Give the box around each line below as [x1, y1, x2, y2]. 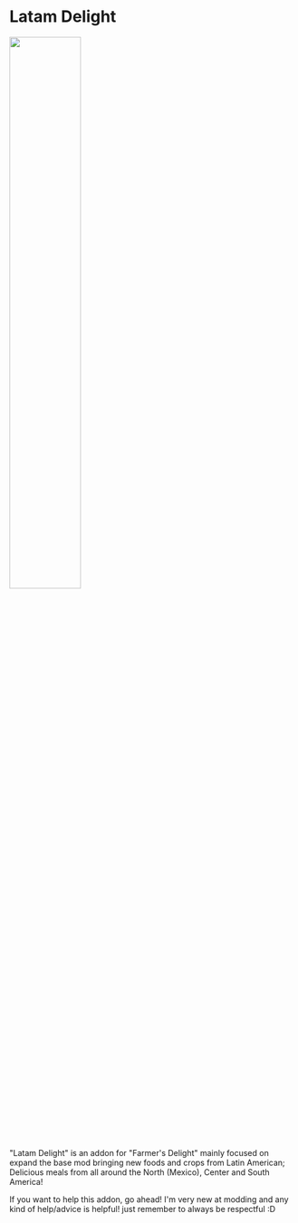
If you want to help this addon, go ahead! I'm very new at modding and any [9, 1193, 289, 1205]
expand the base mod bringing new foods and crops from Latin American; [9, 1157, 285, 1168]
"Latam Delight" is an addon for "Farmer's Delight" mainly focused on [9, 1147, 269, 1158]
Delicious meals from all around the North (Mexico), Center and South [9, 1166, 270, 1178]
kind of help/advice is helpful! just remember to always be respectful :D [9, 1203, 276, 1214]
